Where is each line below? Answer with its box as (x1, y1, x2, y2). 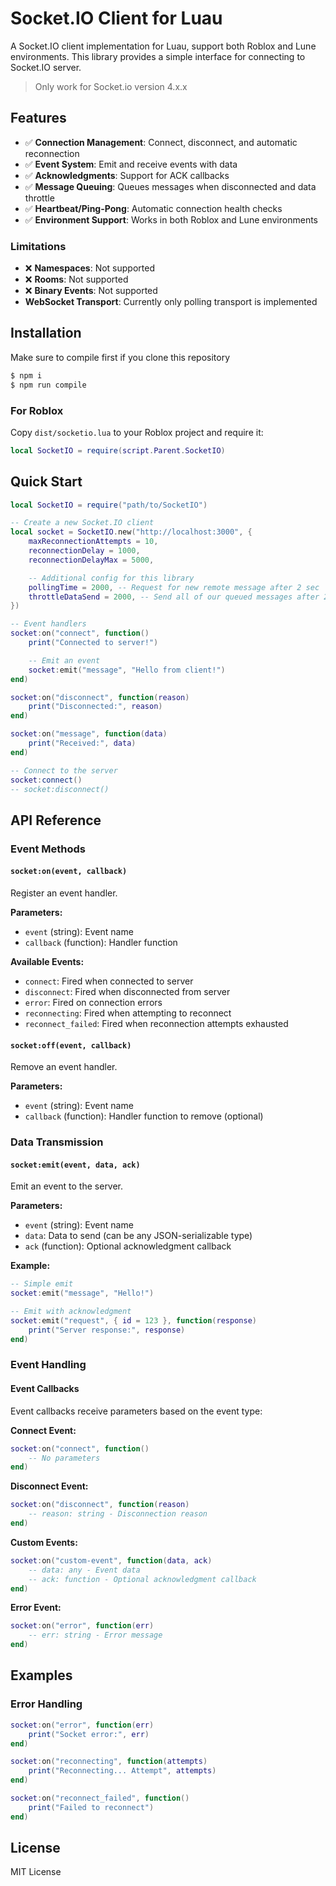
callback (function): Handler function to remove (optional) (24, 1110, 264, 1122)
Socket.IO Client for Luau (10, 7, 223, 30)
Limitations (10, 239, 67, 253)
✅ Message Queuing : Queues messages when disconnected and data (24, 180, 317, 192)
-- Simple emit (10, 1279, 74, 1289)
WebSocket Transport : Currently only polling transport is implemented (24, 296, 318, 308)
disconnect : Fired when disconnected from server (24, 985, 231, 997)
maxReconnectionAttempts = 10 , (28, 537, 159, 547)
